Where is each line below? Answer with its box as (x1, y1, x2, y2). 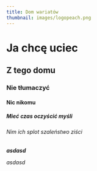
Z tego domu (6, 65, 56, 76)
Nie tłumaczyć (6, 84, 50, 92)
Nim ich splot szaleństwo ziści (6, 128, 82, 135)
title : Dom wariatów (6, 9, 59, 15)
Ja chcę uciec (6, 41, 78, 55)
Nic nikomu (6, 98, 36, 106)
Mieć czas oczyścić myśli (6, 112, 73, 120)
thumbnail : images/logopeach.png (6, 15, 92, 21)
